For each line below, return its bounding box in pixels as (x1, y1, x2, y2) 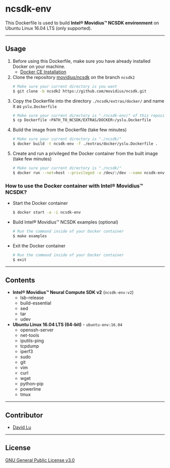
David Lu (12, 424, 31, 431)
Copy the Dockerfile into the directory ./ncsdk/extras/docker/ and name (12, 98, 164, 104)
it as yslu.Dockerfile (12, 103, 57, 109)
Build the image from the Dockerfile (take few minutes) (12, 127, 127, 133)
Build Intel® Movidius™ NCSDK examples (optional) (12, 219, 119, 225)
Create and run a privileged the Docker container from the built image (12, 150, 158, 156)
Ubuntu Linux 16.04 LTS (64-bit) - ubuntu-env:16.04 (12, 322, 122, 328)
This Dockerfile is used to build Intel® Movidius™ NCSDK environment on (5, 20, 159, 26)
